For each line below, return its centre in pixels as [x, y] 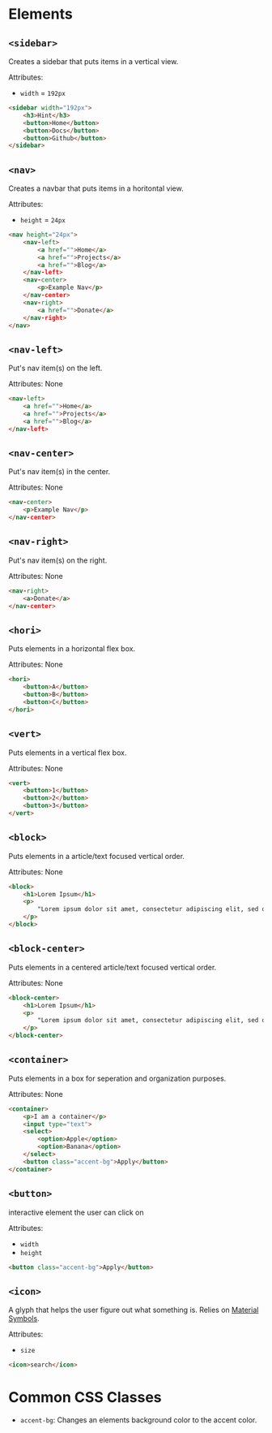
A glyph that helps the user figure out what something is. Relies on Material [134, 1310]
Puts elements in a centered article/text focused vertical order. [113, 967]
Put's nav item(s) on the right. [58, 560]
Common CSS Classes [85, 1398]
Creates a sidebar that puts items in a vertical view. [93, 61]
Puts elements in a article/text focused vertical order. [96, 856]
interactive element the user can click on [76, 1212]
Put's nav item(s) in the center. [59, 472]
